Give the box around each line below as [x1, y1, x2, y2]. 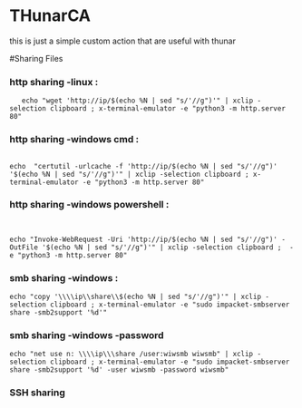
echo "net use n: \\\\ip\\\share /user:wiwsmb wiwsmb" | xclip [9, 350, 254, 359]
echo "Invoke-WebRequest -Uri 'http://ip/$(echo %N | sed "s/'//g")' [9, 235, 278, 244]
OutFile [9, 242, 39, 252]
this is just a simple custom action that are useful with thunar [9, 35, 236, 46]
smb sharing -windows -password [9, 329, 165, 342]
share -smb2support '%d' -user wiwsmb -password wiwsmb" [9, 365, 229, 374]
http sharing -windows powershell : [9, 199, 170, 211]
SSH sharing [9, 386, 66, 399]
